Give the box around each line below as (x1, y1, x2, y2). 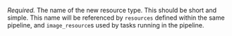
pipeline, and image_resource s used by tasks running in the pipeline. (7, 21, 204, 29)
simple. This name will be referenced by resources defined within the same (7, 13, 225, 22)
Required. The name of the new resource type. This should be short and (7, 6, 217, 14)
